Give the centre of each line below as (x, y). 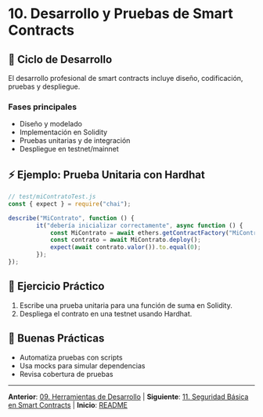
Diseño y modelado (50, 124)
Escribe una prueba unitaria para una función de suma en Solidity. (126, 305)
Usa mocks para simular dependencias (82, 365)
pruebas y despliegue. (44, 86)
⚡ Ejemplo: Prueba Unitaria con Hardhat (106, 175)
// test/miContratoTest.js (52, 197)
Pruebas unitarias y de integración (75, 141)
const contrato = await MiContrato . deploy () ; (125, 240)
